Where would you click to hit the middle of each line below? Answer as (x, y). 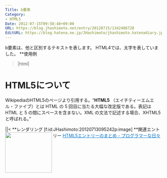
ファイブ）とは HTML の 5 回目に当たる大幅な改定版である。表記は (83, 106)
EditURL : (14, 33)
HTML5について (38, 86)
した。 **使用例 (21, 54)
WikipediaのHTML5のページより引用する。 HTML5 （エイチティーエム (78, 100)
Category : (15, 14)
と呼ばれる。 (17, 119)
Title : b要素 (18, 10)
